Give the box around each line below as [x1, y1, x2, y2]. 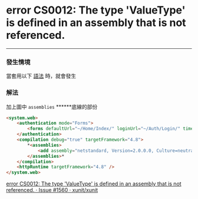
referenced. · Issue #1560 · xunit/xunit [6, 187, 98, 194]
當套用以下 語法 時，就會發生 [6, 72, 77, 79]
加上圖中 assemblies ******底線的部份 [6, 103, 98, 110]
